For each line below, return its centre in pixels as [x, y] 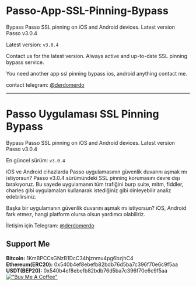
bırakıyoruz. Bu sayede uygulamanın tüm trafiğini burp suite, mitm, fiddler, [95, 184]
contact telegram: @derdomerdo [45, 85]
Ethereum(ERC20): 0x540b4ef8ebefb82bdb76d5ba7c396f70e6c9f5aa [92, 264]
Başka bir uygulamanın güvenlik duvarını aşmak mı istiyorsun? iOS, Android [96, 208]
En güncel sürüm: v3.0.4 [36, 160]
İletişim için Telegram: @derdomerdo [50, 225]
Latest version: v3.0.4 [32, 45]
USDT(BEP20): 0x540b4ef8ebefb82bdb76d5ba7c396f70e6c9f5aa [87, 270]
